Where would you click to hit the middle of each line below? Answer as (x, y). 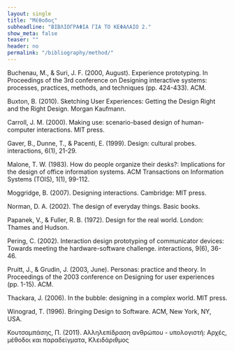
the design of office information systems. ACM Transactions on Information (116, 172)
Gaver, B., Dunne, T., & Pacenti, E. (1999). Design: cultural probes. (102, 143)
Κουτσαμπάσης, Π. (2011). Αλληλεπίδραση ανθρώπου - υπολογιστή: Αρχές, (117, 332)
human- (193, 122)
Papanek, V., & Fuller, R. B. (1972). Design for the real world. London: (105, 220)
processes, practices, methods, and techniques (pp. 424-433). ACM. (107, 88)
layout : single (29, 14)
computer (21, 130)
